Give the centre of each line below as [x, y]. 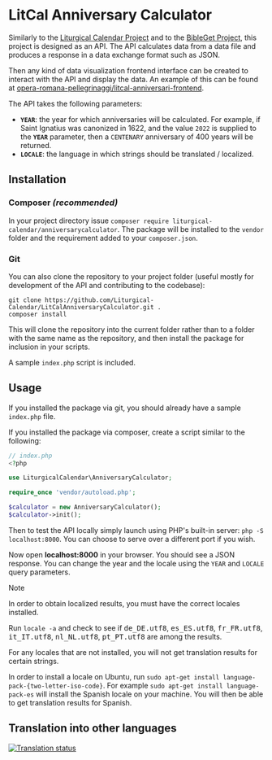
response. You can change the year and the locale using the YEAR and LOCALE [136, 563]
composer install [38, 314]
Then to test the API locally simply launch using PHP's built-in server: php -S [136, 530]
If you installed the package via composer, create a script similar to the [127, 432]
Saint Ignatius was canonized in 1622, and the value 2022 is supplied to [138, 128]
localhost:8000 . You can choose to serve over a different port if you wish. [132, 539]
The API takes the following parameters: [76, 103]
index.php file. [32, 416]
